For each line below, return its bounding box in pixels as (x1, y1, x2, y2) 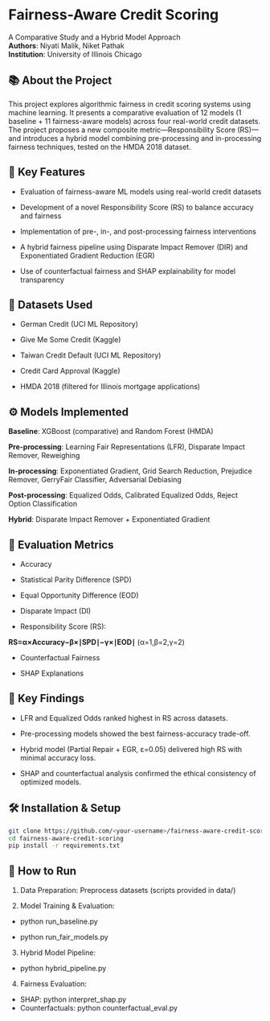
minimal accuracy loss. (19, 753, 96, 763)
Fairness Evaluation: (19, 979, 87, 989)
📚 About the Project (8, 74, 112, 88)
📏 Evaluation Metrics (8, 538, 114, 552)
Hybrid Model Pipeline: (19, 948, 96, 957)
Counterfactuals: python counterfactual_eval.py (19, 1003, 178, 1013)
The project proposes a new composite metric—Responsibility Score (8, 125, 235, 134)
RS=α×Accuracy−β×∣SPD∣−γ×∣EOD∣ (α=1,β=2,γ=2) (8, 638, 185, 647)
